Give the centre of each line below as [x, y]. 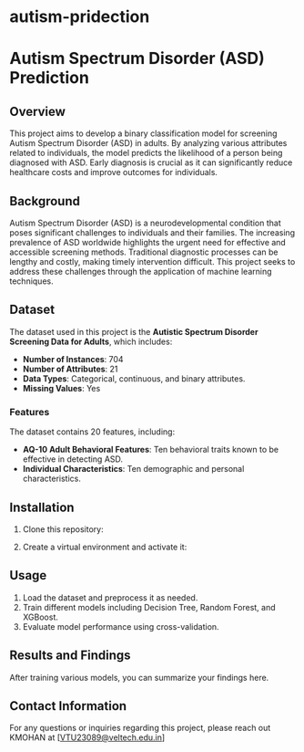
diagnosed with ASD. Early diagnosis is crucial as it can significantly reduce [151, 162]
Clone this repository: [63, 529]
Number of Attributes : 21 [70, 369]
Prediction [49, 78]
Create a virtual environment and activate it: [105, 547]
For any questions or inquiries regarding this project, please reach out [140, 728]
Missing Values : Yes [61, 388]
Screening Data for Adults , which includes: [91, 341]
